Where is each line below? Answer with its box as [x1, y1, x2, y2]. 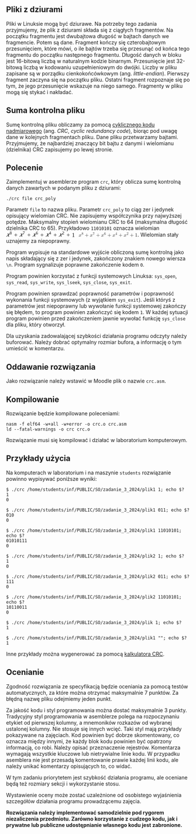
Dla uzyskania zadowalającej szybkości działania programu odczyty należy [6, 333, 187, 340]
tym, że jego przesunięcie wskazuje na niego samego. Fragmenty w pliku [6, 82, 183, 89]
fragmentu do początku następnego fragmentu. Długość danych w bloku [6, 51, 181, 58]
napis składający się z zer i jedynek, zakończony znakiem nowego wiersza [6, 255, 186, 262]
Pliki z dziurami [6, 5, 63, 15]
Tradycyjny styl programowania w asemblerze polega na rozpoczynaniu [6, 713, 180, 720]
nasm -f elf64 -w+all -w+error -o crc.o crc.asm [6, 421, 127, 428]
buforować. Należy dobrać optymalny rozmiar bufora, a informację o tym [6, 339, 182, 346]
